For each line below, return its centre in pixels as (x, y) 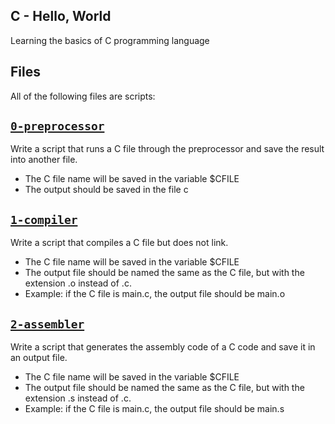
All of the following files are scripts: (83, 96)
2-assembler (47, 324)
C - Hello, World (61, 16)
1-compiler (44, 219)
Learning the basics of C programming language (110, 40)
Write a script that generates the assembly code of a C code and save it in (163, 347)
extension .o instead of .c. (78, 283)
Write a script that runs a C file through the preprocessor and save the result (167, 149)
